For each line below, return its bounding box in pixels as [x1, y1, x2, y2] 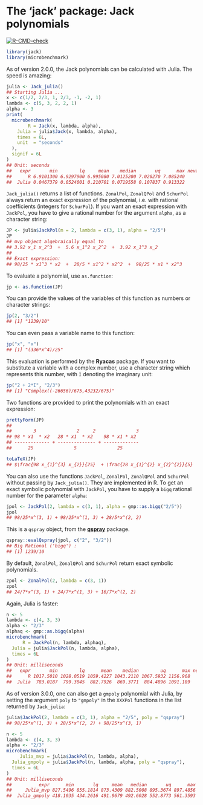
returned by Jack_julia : [6, 703, 66, 710]
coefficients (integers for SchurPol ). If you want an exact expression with [6, 203, 187, 210]
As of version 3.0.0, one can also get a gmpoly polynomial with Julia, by [6, 689, 182, 697]
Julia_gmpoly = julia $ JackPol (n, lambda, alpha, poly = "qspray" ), [11, 759, 185, 766]
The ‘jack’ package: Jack [6, 4, 135, 18]
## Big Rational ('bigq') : [6, 543, 77, 549]
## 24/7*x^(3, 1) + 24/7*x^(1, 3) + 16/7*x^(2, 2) [6, 588, 137, 595]
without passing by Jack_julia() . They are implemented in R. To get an [6, 479, 184, 486]
